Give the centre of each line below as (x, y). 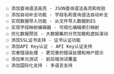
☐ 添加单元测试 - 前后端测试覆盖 (41, 59)
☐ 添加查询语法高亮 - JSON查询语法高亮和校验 (56, 8)
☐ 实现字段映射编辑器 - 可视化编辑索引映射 (53, 27)
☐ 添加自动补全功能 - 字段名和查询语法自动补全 (57, 15)
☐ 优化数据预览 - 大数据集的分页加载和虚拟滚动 (57, 34)
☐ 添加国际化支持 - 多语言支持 (39, 66)
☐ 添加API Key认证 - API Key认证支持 (49, 47)
